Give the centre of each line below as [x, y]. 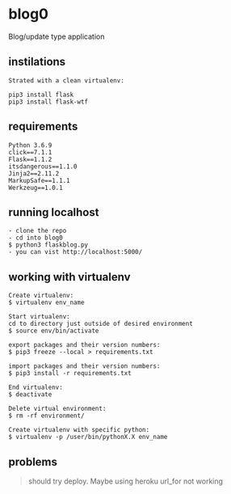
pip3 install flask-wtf [48, 102]
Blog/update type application [57, 36]
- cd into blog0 [36, 238]
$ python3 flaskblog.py [48, 245]
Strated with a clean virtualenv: [67, 80]
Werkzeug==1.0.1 [36, 188]
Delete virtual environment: [57, 409]
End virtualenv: [36, 388]
